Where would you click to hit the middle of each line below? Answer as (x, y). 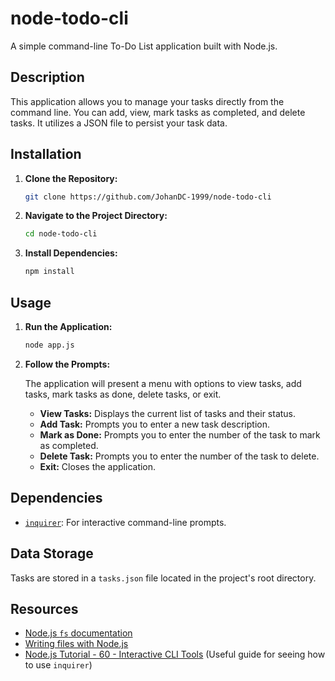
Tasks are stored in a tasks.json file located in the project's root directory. (163, 578)
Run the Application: (68, 326)
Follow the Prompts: (67, 364)
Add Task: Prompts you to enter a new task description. (154, 424)
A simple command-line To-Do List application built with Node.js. (144, 46)
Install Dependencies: (71, 253)
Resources (44, 608)
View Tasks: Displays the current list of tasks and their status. (168, 413)
